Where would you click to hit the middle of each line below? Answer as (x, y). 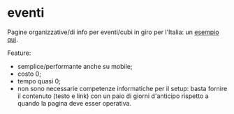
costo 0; (29, 74)
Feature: (19, 53)
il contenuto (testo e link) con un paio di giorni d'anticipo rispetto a (113, 96)
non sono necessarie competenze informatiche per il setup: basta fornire (122, 88)
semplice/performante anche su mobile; (75, 66)
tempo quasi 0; (39, 81)
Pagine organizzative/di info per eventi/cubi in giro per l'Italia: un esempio (113, 32)
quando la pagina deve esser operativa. (74, 103)
